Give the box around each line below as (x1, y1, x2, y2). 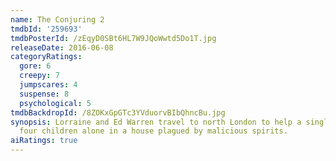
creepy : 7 (19, 71, 60, 81)
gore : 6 (19, 61, 52, 71)
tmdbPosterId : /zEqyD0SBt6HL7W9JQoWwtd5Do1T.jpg (10, 33, 217, 43)
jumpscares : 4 (19, 80, 78, 90)
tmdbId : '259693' (10, 24, 83, 34)
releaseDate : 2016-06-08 (10, 42, 114, 53)
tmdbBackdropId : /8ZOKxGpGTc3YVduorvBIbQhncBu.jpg (10, 107, 226, 118)
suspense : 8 (19, 89, 70, 99)
